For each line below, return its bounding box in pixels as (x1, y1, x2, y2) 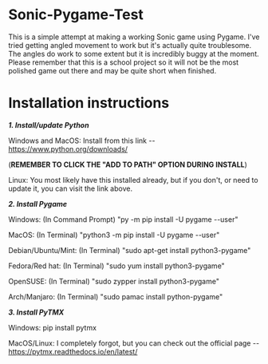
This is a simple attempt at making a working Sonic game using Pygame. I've (8, 32, 260, 42)
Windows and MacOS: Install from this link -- (8, 136, 156, 145)
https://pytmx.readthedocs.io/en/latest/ (8, 346, 138, 356)
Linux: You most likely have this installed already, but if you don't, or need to (8, 175, 258, 184)
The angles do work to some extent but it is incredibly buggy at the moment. (8, 49, 259, 58)
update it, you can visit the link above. (8, 184, 133, 193)
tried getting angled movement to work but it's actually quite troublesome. (8, 40, 252, 49)
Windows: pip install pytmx (8, 322, 97, 332)
